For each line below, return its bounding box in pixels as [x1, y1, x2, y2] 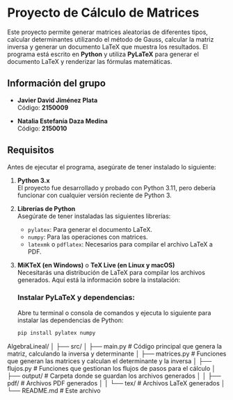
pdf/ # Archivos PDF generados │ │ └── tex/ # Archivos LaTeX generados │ [7, 378, 226, 387]
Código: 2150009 [17, 103, 69, 112]
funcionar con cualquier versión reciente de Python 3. [17, 191, 172, 199]
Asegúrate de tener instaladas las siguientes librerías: [17, 212, 171, 220]
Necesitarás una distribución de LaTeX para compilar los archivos [17, 268, 205, 276]
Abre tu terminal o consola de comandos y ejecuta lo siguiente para [17, 308, 211, 317]
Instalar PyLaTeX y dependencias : [17, 293, 136, 303]
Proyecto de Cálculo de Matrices [7, 5, 200, 21]
